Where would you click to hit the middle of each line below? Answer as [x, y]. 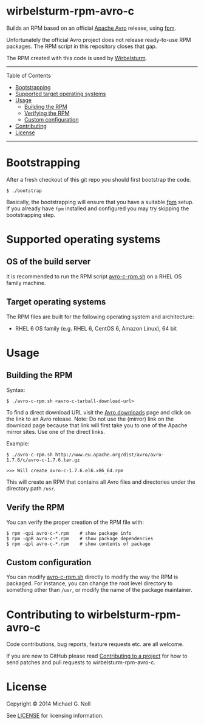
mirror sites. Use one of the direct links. [56, 431]
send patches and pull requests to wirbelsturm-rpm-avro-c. [81, 662]
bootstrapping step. [31, 215]
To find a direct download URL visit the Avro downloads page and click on [99, 412]
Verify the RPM [36, 508]
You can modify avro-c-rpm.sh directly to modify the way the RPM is [92, 577]
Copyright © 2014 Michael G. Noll [49, 704]
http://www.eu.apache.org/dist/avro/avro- [110, 455]
